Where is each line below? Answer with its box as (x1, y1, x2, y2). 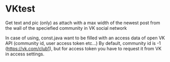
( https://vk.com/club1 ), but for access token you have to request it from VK (5, 45, 162, 51)
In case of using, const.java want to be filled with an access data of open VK (5, 35, 165, 41)
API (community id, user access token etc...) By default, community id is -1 (5, 40, 161, 46)
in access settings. (5, 51, 45, 57)
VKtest (5, 3, 36, 15)
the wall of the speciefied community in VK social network (5, 25, 127, 31)
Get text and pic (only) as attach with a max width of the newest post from (5, 20, 160, 26)
